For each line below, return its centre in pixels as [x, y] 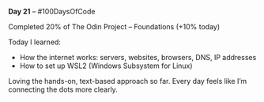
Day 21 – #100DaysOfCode [52, 11]
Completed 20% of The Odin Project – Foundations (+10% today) [114, 26]
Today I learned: [35, 42]
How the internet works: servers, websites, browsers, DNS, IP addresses [138, 57]
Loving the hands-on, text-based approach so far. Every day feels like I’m [128, 81]
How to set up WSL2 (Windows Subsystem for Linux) [106, 66]
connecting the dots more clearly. [63, 89]
